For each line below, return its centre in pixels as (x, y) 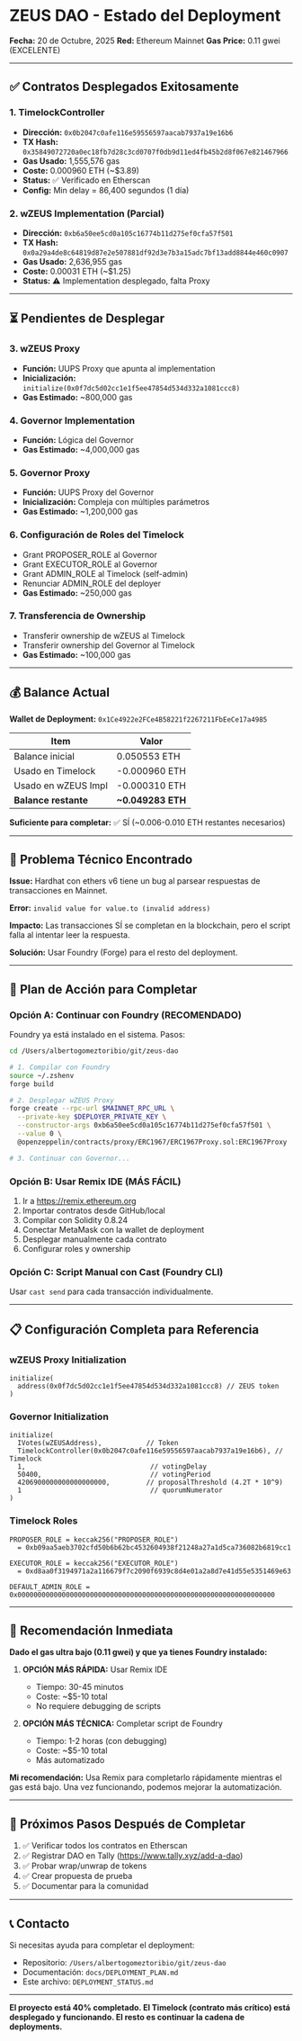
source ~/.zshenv (42, 1075)
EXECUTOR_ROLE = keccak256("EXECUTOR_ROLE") (94, 1563)
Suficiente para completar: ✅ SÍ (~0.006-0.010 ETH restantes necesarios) (147, 822)
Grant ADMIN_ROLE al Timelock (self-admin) (105, 573)
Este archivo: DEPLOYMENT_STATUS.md (88, 1982)
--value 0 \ (40, 1134)
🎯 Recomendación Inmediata (91, 1631)
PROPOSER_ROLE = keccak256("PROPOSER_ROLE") (94, 1540)
